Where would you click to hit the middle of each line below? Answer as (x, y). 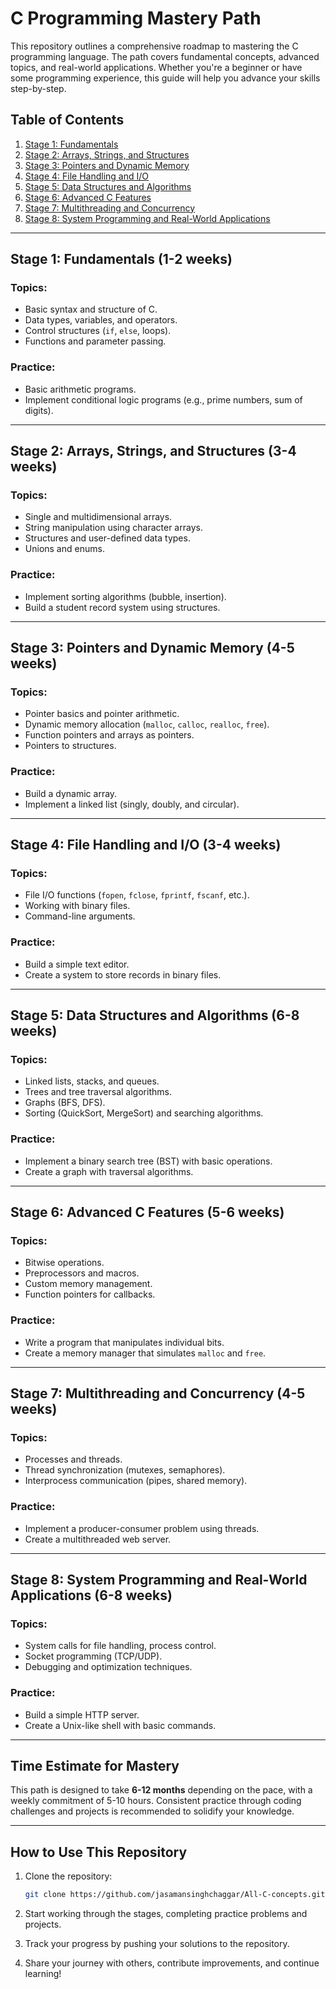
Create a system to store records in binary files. (123, 974)
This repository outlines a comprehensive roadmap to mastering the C (154, 46)
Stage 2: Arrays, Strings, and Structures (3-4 (153, 451)
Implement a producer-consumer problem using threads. (142, 1528)
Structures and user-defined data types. (107, 538)
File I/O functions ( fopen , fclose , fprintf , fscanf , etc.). (137, 895)
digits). (39, 410)
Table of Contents (67, 120)
